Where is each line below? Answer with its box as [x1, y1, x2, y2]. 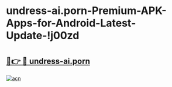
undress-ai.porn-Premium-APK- [6, 4, 167, 18]
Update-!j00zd [6, 29, 80, 42]
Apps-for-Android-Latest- [6, 16, 136, 30]
